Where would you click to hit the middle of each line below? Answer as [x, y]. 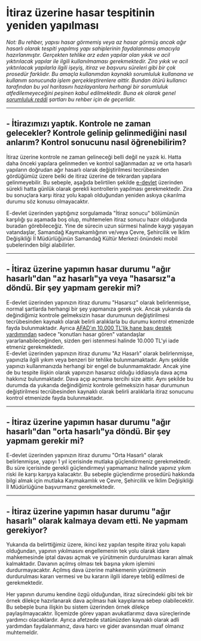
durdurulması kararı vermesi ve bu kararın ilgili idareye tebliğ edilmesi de [95, 576]
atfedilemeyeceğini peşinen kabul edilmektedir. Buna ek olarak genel [91, 93]
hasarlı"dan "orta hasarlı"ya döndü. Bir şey [89, 431]
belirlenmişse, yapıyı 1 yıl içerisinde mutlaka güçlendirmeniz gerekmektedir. [99, 461]
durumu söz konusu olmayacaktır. [48, 201]
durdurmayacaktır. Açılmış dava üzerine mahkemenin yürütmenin [86, 570]
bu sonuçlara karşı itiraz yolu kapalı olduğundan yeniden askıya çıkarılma [96, 195]
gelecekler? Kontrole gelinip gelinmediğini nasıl [97, 133]
